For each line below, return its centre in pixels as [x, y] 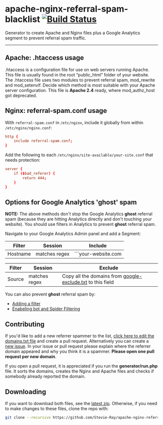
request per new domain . [31, 357]
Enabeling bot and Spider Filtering [46, 309]
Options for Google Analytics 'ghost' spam [71, 202]
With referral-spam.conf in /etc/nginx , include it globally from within [74, 122]
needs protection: [23, 160]
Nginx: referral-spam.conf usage [56, 111]
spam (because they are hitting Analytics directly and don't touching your [78, 219]
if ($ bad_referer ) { [34, 174]
